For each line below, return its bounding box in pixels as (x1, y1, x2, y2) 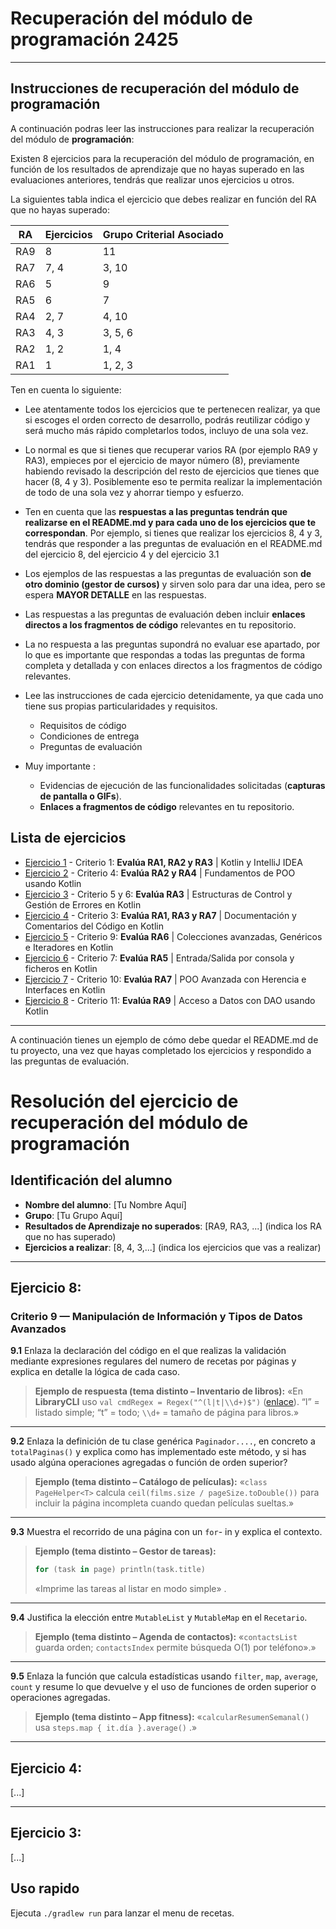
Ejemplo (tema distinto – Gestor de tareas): (34, 1545, 217, 1557)
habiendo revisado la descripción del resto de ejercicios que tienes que (24, 465, 320, 477)
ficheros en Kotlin (24, 962, 98, 974)
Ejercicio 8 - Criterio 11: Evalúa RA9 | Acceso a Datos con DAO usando (24, 994, 316, 1006)
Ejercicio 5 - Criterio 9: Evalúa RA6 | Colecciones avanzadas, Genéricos (24, 930, 323, 942)
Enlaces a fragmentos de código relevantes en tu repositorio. (39, 800, 295, 812)
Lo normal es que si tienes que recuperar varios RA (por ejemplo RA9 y (24, 443, 318, 456)
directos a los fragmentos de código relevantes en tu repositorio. (24, 618, 297, 631)
